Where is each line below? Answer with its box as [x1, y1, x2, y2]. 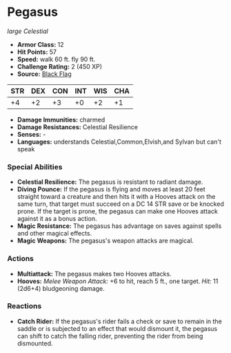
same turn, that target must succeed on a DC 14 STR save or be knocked [17, 200, 224, 208]
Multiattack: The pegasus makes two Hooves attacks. [17, 269, 172, 278]
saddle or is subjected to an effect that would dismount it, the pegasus [17, 324, 218, 332]
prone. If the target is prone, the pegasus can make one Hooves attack [17, 207, 219, 216]
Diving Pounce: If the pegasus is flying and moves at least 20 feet [17, 185, 205, 193]
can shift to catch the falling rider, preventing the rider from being [17, 332, 203, 340]
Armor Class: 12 [17, 40, 64, 48]
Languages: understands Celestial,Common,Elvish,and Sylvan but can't [17, 137, 222, 146]
